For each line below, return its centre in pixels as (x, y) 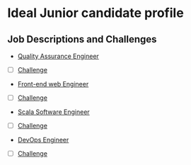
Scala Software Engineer (53, 112)
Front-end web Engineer (53, 84)
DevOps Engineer (43, 140)
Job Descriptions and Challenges (82, 39)
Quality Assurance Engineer (58, 56)
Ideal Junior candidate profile (95, 13)
